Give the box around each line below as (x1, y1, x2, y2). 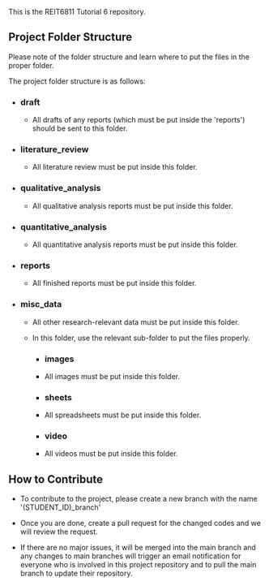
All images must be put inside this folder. (44, 371, 181, 381)
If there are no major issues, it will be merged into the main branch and (19, 543, 257, 553)
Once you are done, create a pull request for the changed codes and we (19, 519, 262, 528)
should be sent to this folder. (32, 123, 128, 133)
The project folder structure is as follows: (8, 76, 146, 86)
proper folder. (8, 60, 54, 70)
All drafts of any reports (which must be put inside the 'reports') (32, 115, 246, 125)
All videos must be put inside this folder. (44, 449, 178, 459)
